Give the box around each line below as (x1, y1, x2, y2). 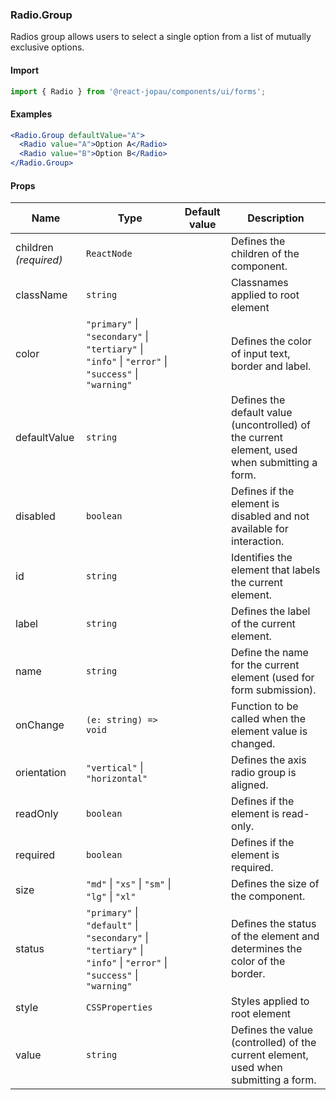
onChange (15, 718, 65, 732)
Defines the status (231, 917, 317, 931)
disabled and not (231, 509, 310, 523)
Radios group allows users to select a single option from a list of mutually (10, 31, 312, 43)
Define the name (231, 646, 309, 660)
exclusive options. (10, 41, 85, 53)
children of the (231, 247, 300, 261)
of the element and (231, 929, 320, 943)
